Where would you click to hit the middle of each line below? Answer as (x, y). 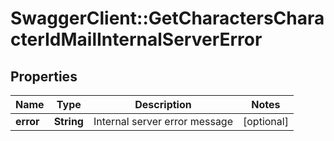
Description (163, 104)
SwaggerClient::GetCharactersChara (167, 18)
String (68, 121)
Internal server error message (163, 121)
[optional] (266, 121)
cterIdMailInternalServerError (136, 39)
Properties (44, 76)
